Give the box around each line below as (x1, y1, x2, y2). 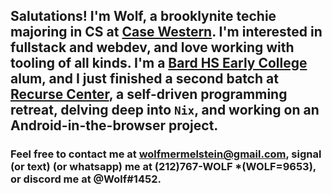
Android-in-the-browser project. (10, 117, 219, 134)
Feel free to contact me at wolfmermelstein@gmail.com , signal (10, 147, 322, 161)
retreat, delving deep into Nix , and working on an (10, 102, 320, 119)
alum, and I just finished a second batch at (10, 70, 279, 88)
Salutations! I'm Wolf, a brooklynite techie (10, 8, 277, 25)
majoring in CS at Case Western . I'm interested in (10, 24, 323, 41)
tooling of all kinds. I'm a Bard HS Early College (10, 55, 308, 72)
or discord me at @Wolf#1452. (10, 172, 162, 186)
